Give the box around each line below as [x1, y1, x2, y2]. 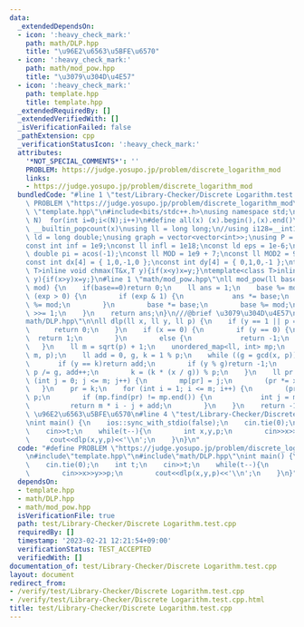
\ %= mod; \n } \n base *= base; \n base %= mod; [25, 300, 290, 309]
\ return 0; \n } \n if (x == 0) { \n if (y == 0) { [25, 326, 290, 335]
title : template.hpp [25, 97, 103, 107]
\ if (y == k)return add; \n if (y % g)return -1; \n [25, 359, 278, 368]
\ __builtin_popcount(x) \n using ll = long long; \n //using [25, 224, 249, 233]
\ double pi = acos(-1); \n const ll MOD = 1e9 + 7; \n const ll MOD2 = [25, 250, 290, 259]
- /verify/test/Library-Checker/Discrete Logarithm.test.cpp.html [9, 595, 265, 604]
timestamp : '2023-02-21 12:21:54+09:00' [17, 536, 172, 545]
